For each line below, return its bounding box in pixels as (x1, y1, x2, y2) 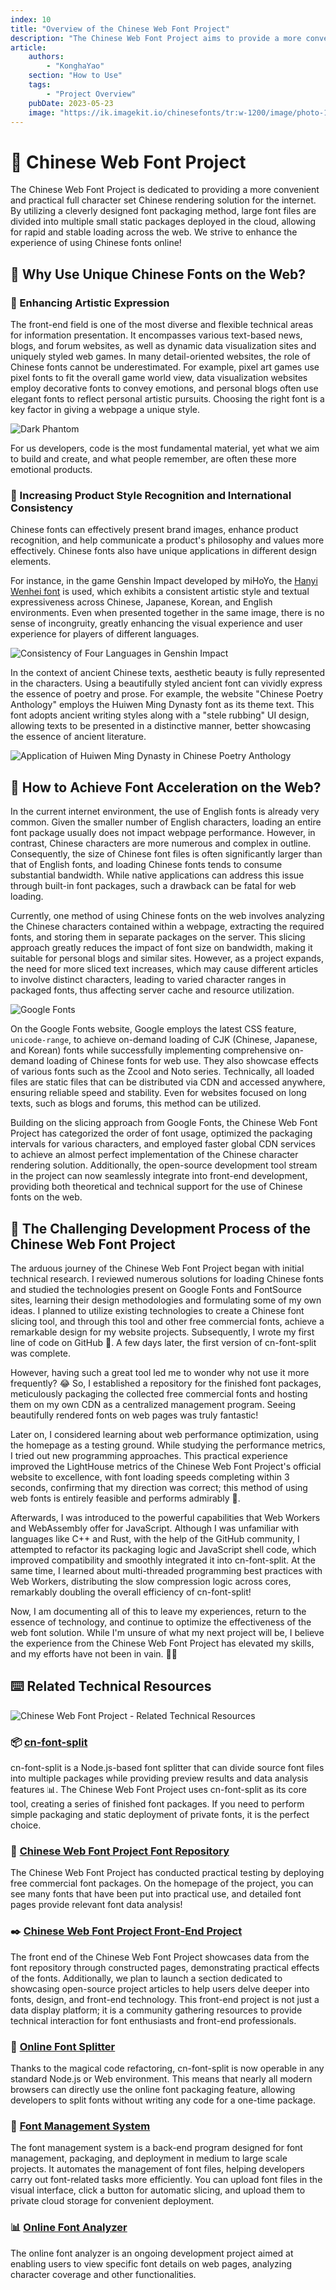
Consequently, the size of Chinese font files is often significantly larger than (10, 848, 323, 860)
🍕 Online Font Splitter (10, 2039, 116, 2053)
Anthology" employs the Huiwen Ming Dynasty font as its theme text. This (10, 699, 315, 711)
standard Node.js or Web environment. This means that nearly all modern (10, 2072, 313, 2085)
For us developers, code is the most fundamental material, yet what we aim (10, 442, 320, 454)
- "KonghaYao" (46, 61, 105, 71)
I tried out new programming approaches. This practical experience (10, 1449, 288, 1461)
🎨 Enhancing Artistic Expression (10, 296, 170, 310)
